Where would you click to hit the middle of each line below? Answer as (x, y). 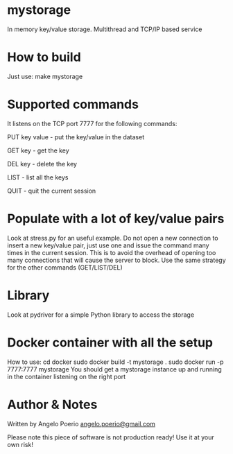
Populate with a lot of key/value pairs (116, 219)
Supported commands (73, 104)
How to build (44, 57)
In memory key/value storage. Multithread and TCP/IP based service (105, 29)
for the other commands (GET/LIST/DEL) (65, 267)
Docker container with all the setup (110, 342)
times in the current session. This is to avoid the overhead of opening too (112, 252)
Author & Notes (52, 404)
